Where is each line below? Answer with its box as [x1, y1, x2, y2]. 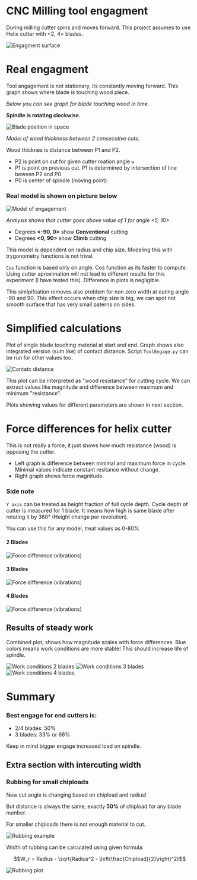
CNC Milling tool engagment [6, 4, 148, 18]
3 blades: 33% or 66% [14, 731, 70, 738]
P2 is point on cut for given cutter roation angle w [14, 158, 135, 165]
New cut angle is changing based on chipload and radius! [6, 791, 147, 798]
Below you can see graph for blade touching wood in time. [6, 100, 150, 107]
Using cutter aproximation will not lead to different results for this [6, 270, 165, 277]
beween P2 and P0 [14, 170, 61, 177]
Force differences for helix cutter [6, 422, 172, 436]
